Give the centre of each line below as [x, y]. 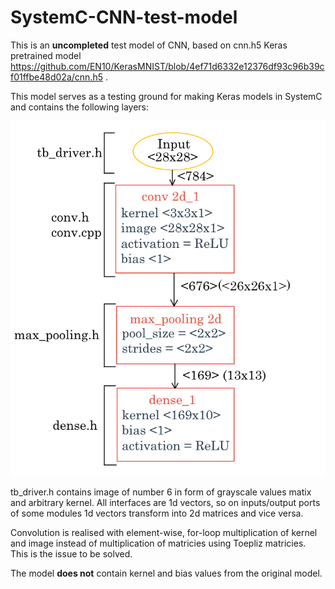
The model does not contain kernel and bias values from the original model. [166, 573]
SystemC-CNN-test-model [124, 17]
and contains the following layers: [79, 107]
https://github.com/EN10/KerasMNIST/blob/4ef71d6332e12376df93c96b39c [167, 66]
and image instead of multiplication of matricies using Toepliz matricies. [158, 543]
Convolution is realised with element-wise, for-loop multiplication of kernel [164, 533]
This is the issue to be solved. [71, 554]
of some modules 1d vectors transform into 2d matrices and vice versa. [157, 513]
